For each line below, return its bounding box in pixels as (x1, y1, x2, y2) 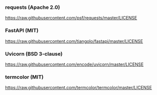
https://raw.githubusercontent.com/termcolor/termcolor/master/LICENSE (5, 85, 152, 91)
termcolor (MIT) (5, 74, 44, 80)
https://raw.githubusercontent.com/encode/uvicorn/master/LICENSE (5, 61, 144, 67)
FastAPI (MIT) (5, 27, 39, 34)
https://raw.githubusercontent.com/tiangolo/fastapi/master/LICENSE (5, 38, 143, 44)
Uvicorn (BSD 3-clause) (5, 50, 63, 57)
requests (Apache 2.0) (5, 4, 60, 11)
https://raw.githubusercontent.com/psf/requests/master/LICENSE (5, 15, 137, 21)
